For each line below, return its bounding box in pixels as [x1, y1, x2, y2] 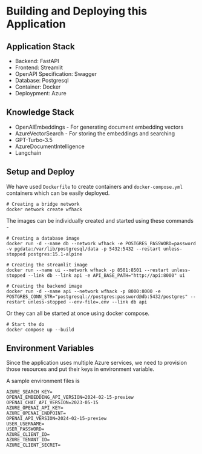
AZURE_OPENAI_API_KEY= [6, 405, 64, 411]
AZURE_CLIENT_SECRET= [6, 442, 61, 449]
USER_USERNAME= [6, 421, 45, 427]
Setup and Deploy [6, 167, 75, 177]
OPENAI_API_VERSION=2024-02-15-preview [6, 416, 107, 422]
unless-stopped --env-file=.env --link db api [28, 299, 148, 305]
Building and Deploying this [6, 4, 148, 18]
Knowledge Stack [6, 107, 74, 118]
